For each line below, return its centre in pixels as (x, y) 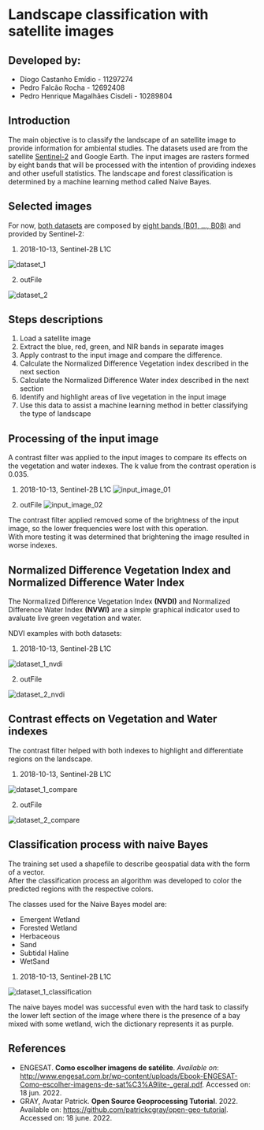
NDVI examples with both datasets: (65, 634)
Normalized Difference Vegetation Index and (119, 570)
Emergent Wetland (50, 919)
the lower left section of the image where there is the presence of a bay (124, 1015)
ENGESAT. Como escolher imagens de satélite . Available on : (119, 1067)
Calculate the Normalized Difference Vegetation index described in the (134, 363)
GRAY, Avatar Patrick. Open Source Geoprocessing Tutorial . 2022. (129, 1101)
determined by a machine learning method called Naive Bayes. (110, 181)
